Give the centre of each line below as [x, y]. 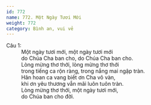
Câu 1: [14, 46]
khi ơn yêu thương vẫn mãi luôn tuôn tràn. [73, 84]
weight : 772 [21, 23]
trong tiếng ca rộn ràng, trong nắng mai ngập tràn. [83, 71]
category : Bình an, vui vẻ [40, 28]
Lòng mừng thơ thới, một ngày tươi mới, [70, 90]
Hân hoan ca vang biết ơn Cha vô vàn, [68, 77]
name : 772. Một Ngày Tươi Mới [44, 17]
